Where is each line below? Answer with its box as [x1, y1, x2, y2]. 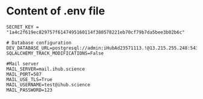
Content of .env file [6, 4, 105, 18]
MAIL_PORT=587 [6, 71, 42, 77]
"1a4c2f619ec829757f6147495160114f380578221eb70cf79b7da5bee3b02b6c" [6, 29, 185, 35]
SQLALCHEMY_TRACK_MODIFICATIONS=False [6, 50, 104, 56]
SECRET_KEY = [6, 24, 39, 30]
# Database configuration [6, 40, 71, 46]
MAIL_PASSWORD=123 [6, 87, 53, 93]
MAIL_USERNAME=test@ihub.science [6, 82, 91, 88]
